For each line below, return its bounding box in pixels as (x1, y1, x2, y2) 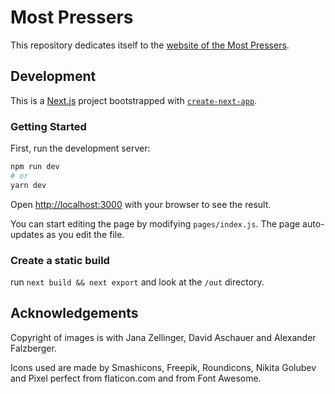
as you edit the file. (46, 228, 125, 240)
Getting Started (10, 119, 87, 133)
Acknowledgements (10, 305, 139, 322)
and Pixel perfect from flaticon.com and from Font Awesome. (10, 372, 262, 384)
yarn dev (10, 180, 47, 190)
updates (10, 228, 45, 240)
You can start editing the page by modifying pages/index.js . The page (10, 217, 301, 230)
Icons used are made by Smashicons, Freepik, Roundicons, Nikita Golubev (10, 361, 317, 373)
